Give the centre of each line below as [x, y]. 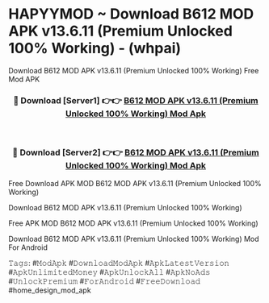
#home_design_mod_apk [50, 290]
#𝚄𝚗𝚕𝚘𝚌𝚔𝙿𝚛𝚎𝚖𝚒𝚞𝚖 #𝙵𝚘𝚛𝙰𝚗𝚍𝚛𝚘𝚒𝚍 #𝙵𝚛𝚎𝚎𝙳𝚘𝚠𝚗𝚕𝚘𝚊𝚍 [104, 281]
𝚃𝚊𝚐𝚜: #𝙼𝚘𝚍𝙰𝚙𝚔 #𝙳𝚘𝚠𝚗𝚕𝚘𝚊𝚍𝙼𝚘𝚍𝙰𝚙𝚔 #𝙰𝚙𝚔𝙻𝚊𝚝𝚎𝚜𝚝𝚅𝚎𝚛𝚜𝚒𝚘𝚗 [119, 263]
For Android [28, 247]
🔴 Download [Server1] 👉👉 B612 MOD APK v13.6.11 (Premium [136, 100]
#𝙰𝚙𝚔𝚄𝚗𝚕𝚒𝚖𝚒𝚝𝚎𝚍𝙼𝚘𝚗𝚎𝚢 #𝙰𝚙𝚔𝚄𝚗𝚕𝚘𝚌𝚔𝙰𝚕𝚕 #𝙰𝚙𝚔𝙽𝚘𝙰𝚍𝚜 [109, 272]
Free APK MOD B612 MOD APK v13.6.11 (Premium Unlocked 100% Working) [133, 223]
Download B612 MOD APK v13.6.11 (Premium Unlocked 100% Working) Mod [134, 239]
